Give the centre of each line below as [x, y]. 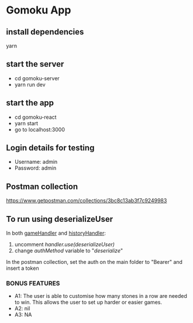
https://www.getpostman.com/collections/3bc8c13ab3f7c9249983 [87, 201]
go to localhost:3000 [40, 129]
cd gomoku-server [37, 78]
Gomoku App [39, 10]
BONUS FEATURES [33, 283]
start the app [30, 103]
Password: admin [35, 168]
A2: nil [22, 308]
